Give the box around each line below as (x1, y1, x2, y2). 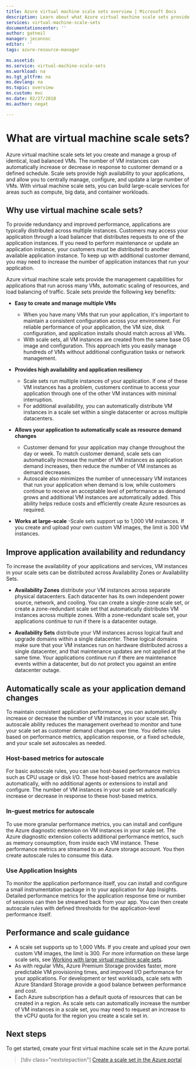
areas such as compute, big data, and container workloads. (6, 188, 149, 195)
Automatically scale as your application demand (6, 683, 186, 693)
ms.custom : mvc (6, 90, 43, 96)
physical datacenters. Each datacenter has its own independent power (14, 593, 185, 600)
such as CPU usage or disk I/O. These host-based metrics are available (6, 774, 178, 781)
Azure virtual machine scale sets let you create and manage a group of (6, 151, 177, 158)
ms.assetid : (6, 57, 35, 63)
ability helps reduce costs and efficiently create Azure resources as (23, 500, 186, 507)
